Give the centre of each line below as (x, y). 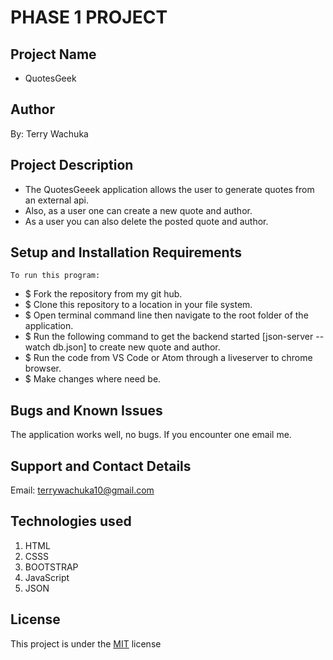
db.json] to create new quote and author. (136, 347)
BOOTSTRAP (51, 567)
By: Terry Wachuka (49, 133)
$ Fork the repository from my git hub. (103, 294)
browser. (43, 368)
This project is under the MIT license (86, 643)
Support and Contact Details (101, 466)
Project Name (53, 54)
